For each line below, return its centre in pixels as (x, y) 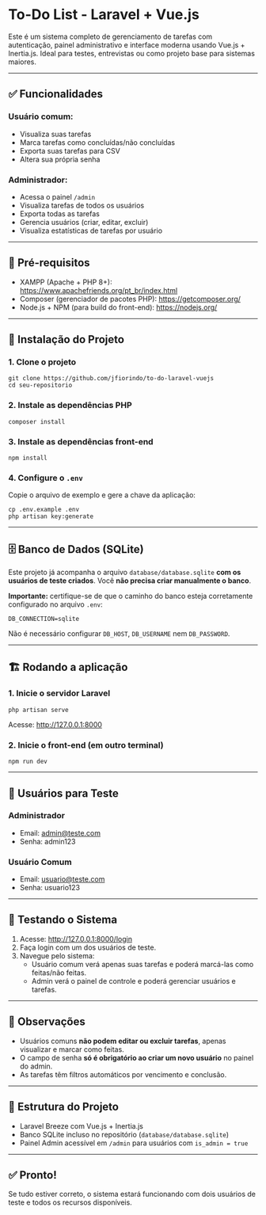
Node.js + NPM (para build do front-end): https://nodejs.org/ (118, 307)
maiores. (23, 62)
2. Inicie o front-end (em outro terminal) (86, 745)
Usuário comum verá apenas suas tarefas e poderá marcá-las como (142, 964)
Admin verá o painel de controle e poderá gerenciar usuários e (133, 981)
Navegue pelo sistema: (57, 955)
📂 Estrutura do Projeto (63, 1107)
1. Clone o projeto (42, 362)
